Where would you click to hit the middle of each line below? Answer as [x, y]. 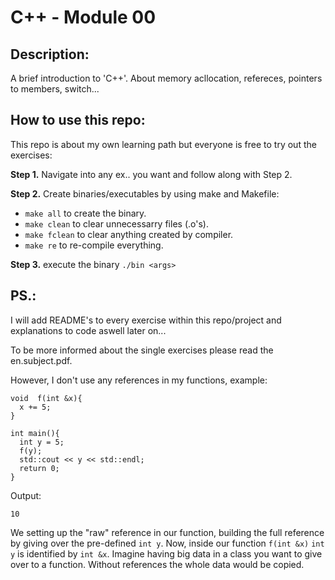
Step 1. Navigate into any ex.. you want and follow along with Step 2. [151, 174]
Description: [50, 54]
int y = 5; [42, 442]
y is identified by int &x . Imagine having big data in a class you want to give [166, 553]
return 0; [39, 468]
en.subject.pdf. [41, 360]
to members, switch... [55, 89]
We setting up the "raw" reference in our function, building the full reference [167, 532]
